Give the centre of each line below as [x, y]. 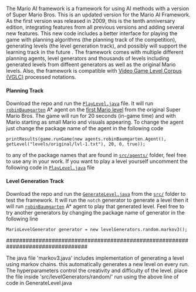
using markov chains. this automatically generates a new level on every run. [98, 264]
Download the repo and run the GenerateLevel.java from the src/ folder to [96, 194]
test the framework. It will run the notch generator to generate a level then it [97, 200]
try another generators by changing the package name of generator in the [95, 213]
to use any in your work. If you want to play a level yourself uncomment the [97, 161]
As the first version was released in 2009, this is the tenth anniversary [91, 21]
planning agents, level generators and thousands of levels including [88, 58]
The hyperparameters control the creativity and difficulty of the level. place [97, 271]
